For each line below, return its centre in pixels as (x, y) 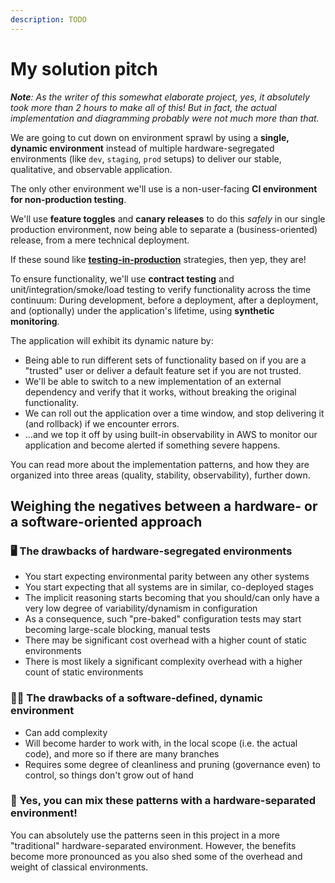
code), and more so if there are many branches (122, 753)
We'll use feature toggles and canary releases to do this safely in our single (168, 218)
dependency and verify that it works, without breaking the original (160, 392)
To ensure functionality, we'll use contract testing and (122, 278)
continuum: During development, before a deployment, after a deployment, (164, 300)
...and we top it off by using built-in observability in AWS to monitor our (171, 434)
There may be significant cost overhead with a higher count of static (165, 640)
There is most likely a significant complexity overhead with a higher (163, 662)
